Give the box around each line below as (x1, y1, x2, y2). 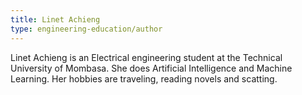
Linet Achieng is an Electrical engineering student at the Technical (10, 51, 283, 63)
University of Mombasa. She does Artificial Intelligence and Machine (10, 62, 293, 74)
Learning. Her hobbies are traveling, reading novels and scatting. (10, 72, 278, 85)
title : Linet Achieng (10, 14, 101, 25)
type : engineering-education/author (10, 24, 163, 34)
